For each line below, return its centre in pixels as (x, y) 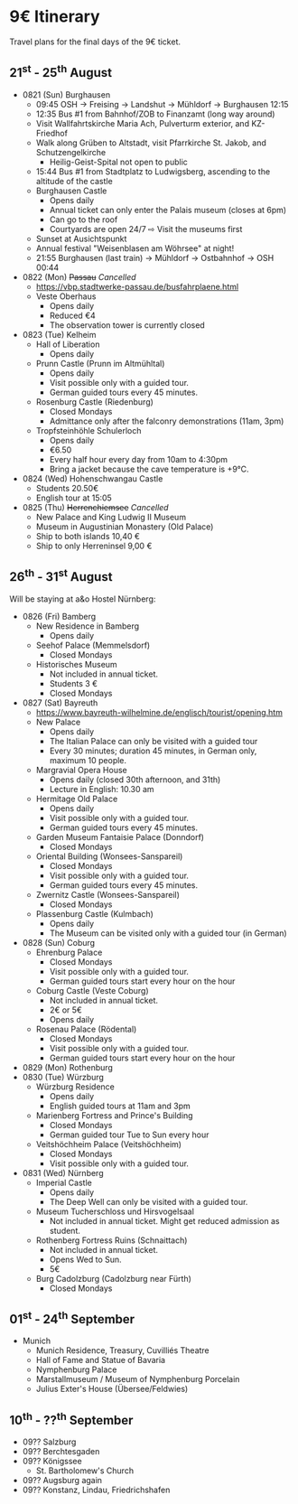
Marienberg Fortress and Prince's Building (114, 1115)
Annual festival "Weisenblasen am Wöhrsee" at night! (135, 248)
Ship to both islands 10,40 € (88, 536)
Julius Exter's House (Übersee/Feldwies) (112, 1389)
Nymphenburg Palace (76, 1369)
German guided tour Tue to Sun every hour (129, 1135)
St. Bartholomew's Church (84, 1471)
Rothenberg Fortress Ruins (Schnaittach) (112, 1240)
